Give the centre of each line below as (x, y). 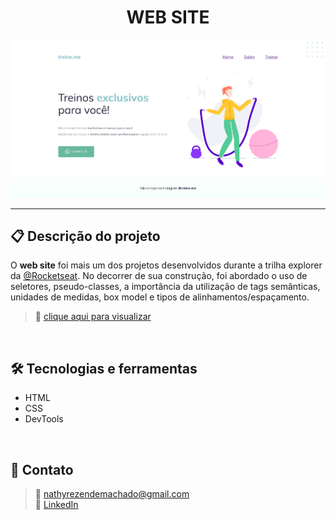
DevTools (44, 419)
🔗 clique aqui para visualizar (93, 317)
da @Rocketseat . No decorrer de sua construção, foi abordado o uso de (159, 276)
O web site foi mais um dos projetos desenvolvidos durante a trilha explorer (166, 265)
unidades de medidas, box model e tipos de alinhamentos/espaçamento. (160, 297)
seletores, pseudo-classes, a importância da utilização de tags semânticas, (165, 287)
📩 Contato (42, 469)
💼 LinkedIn (56, 505)
